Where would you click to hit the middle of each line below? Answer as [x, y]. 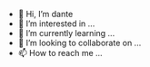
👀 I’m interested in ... [56, 24]
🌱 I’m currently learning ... [66, 33]
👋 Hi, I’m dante [45, 14]
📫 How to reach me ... [60, 53]
